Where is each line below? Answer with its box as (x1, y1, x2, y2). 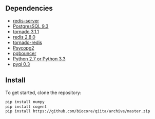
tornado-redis (12, 39, 43, 45)
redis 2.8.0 (12, 34, 36, 40)
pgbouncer (12, 50, 36, 56)
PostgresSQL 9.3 (12, 23, 49, 29)
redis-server (12, 17, 40, 23)
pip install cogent (5, 104, 47, 109)
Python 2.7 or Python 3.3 (12, 56, 66, 62)
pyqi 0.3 (12, 61, 30, 67)
